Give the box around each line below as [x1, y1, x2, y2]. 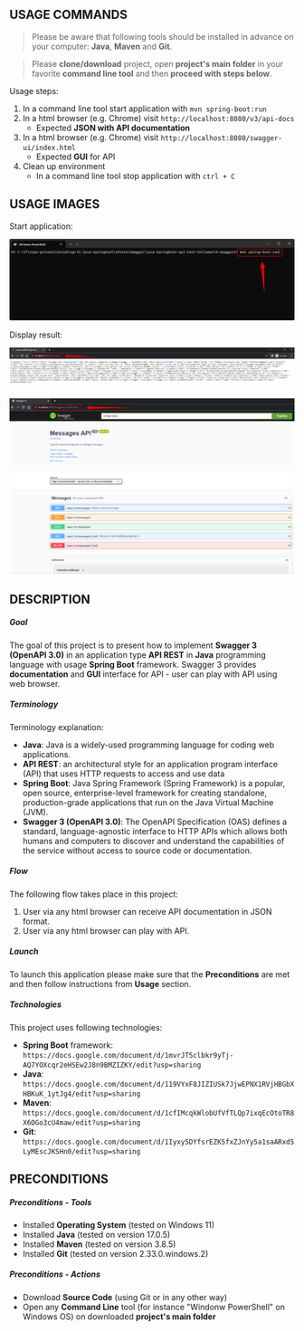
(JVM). [22, 806, 49, 817]
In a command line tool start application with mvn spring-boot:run [22, 103, 267, 114]
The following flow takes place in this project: [9, 889, 178, 899]
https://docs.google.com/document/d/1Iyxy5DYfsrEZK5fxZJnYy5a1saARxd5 [22, 1137, 295, 1146]
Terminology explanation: [9, 721, 104, 732]
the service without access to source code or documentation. [22, 845, 252, 856]
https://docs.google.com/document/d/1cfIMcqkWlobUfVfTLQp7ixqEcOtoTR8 [22, 1108, 295, 1117]
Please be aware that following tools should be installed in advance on [31, 31, 294, 42]
